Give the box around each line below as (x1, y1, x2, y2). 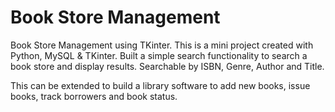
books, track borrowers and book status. (10, 90, 178, 102)
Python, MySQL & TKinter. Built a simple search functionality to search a (10, 49, 308, 61)
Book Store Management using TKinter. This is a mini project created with (10, 39, 314, 51)
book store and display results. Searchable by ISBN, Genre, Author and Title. (10, 60, 325, 72)
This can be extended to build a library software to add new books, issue (10, 79, 311, 91)
